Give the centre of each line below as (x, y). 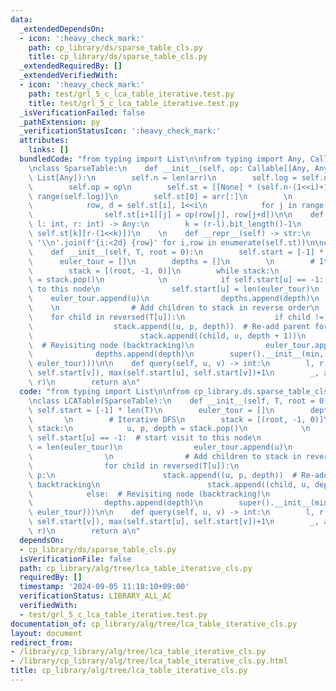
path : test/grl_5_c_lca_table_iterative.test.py (131, 94)
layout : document (46, 633)
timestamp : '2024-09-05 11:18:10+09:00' (104, 587)
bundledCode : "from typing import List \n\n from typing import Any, (163, 159)
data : (21, 19)
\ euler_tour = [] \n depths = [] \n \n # (171, 261)
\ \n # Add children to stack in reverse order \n (174, 308)
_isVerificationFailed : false (82, 112)
